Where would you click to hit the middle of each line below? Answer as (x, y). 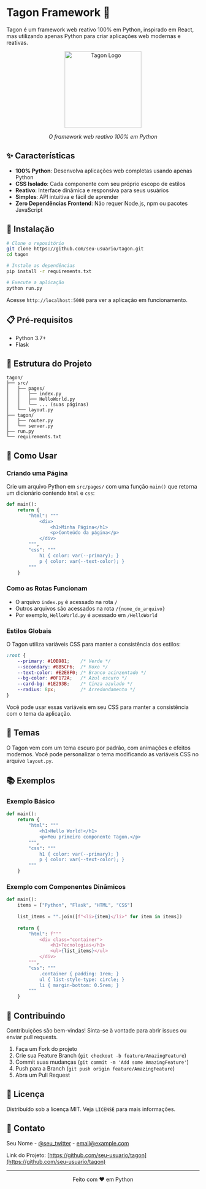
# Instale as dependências (41, 266)
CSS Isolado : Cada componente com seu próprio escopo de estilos (100, 184)
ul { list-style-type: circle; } (82, 979)
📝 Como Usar (32, 456)
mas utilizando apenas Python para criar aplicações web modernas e (93, 36)
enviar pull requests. (32, 1037)
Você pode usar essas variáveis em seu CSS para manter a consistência (97, 707)
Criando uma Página (37, 473)
